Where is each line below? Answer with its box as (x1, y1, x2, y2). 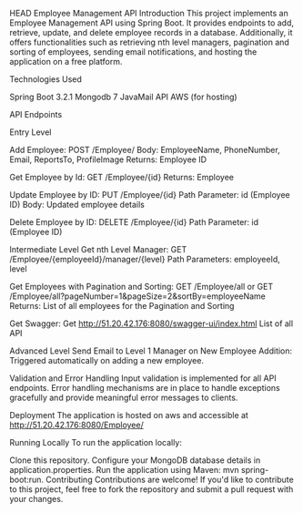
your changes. (9, 494, 64, 504)
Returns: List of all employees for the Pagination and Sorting (9, 301, 235, 311)
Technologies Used (9, 74, 82, 85)
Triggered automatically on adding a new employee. (9, 355, 205, 365)
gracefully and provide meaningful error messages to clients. (9, 392, 238, 403)
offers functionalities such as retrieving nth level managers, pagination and (9, 36, 289, 47)
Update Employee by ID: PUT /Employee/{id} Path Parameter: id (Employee (9, 190, 290, 200)
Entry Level (9, 127, 52, 138)
